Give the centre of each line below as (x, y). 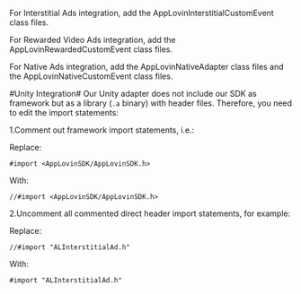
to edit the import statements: (64, 112)
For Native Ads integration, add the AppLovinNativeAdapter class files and (147, 67)
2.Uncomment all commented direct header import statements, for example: (150, 213)
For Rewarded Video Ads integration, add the (93, 40)
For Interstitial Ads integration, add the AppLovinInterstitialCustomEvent (142, 13)
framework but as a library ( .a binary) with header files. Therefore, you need (151, 103)
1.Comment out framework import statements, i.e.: (102, 130)
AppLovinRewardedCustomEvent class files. (91, 49)
